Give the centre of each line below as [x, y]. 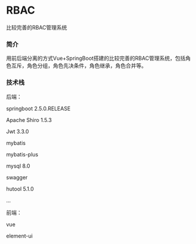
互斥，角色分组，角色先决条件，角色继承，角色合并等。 [79, 66]
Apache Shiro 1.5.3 [29, 120]
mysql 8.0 [18, 166]
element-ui [19, 236]
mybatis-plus [22, 154]
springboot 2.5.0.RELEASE [38, 108]
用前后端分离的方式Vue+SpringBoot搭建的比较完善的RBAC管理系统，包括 [96, 58]
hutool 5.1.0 [20, 189]
